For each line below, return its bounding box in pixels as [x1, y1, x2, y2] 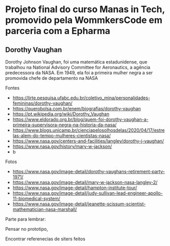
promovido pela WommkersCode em [5, 14, 162, 26]
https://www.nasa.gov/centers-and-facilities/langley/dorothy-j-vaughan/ [12, 138, 164, 144]
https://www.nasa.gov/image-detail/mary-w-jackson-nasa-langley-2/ [12, 179, 158, 185]
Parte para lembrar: [5, 216, 46, 222]
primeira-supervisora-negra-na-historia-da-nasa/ [12, 122, 117, 128]
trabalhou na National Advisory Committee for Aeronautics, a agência [5, 65, 151, 70]
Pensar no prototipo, [5, 226, 48, 232]
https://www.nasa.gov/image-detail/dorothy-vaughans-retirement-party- [12, 169, 165, 174]
